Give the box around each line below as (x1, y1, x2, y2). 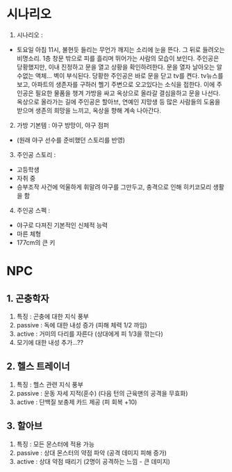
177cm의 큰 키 (16, 238, 56, 247)
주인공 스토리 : (16, 150, 56, 158)
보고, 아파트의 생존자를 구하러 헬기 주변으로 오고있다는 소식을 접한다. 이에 (16, 80, 215, 88)
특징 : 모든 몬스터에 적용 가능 (16, 439, 95, 448)
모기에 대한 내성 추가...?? (16, 338, 84, 346)
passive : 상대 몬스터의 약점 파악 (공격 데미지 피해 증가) (16, 448, 167, 457)
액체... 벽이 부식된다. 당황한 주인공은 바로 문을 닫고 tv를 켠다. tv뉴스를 (35, 71, 224, 80)
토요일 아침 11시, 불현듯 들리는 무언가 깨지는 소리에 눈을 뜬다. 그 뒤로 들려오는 (16, 45, 225, 54)
